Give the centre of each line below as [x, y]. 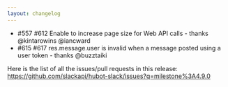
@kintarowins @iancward [54, 40]
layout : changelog [34, 13]
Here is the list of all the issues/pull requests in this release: [92, 68]
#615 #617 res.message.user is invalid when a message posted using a [119, 48]
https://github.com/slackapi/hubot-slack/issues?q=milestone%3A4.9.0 [109, 76]
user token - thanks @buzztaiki [62, 55]
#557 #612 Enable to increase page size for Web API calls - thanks [113, 33]
